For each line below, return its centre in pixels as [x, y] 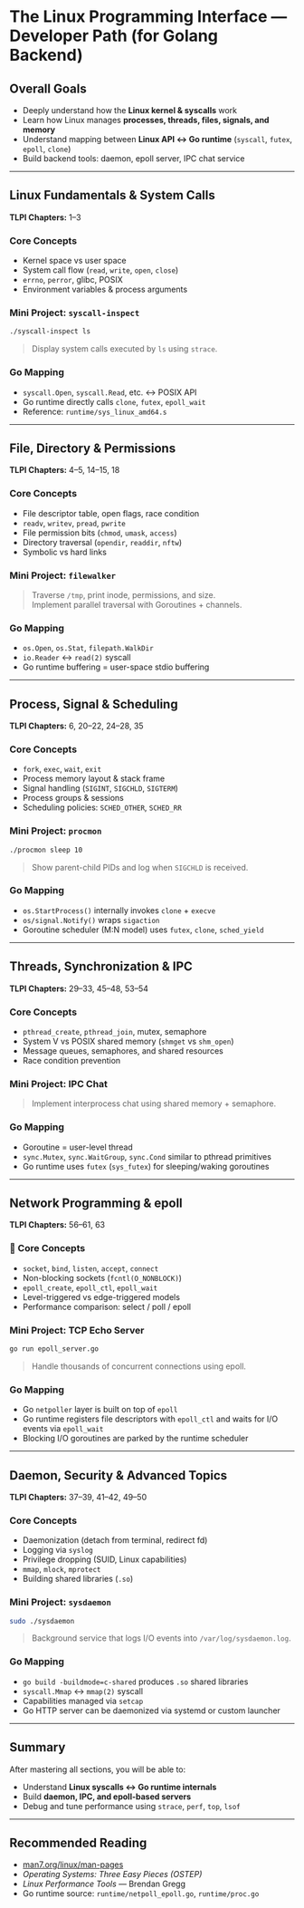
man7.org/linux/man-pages [73, 1865]
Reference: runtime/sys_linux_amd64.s [95, 411]
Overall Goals [48, 88]
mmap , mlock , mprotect [62, 1569]
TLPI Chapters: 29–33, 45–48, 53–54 [79, 988]
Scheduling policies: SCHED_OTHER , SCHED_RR [102, 807]
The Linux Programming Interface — [148, 17]
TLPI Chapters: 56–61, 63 [57, 1225]
